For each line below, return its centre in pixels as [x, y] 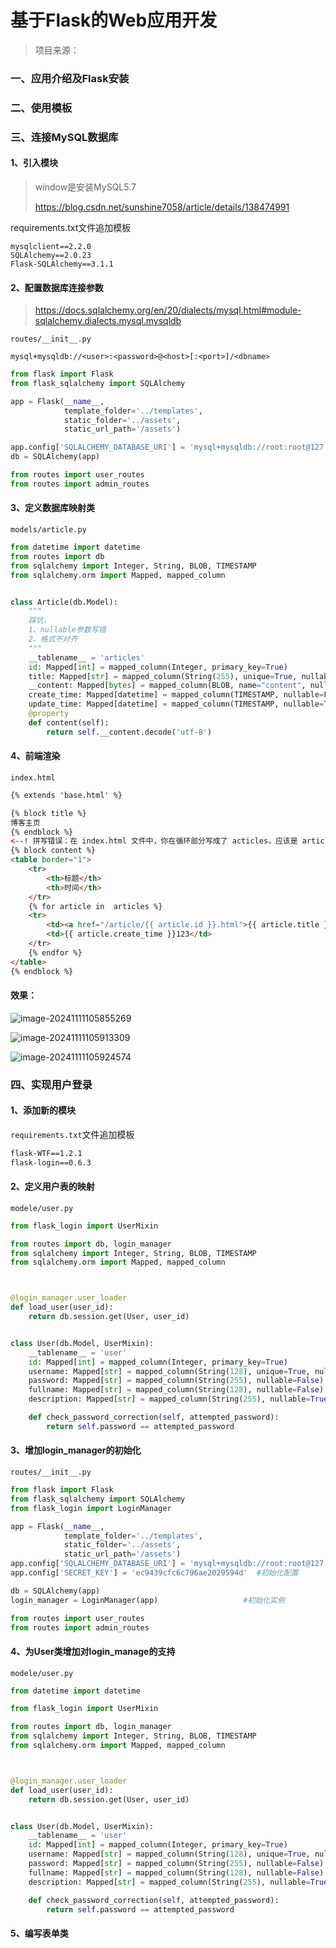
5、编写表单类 [39, 1933]
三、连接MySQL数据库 [64, 137]
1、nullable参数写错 [67, 630]
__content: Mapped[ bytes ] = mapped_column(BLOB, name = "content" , [167, 686]
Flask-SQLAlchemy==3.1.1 [62, 264]
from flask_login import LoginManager [91, 1508]
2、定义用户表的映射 [52, 1187]
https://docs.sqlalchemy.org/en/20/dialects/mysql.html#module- [168, 310]
